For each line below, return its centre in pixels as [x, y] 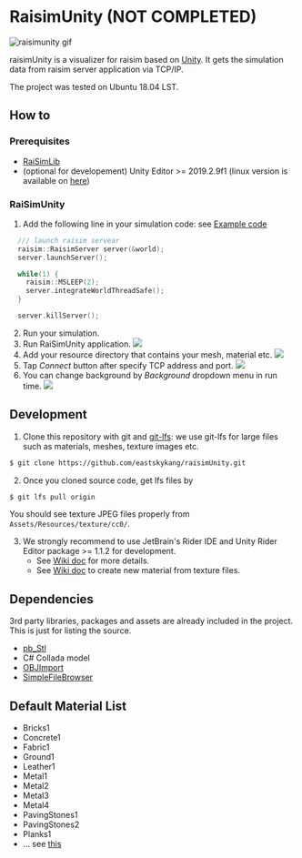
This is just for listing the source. [70, 631]
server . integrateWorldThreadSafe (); [96, 291]
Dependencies [51, 599]
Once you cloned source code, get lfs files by [108, 480]
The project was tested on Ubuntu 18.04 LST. [94, 86]
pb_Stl [35, 649]
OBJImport [43, 668]
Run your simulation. [61, 333]
